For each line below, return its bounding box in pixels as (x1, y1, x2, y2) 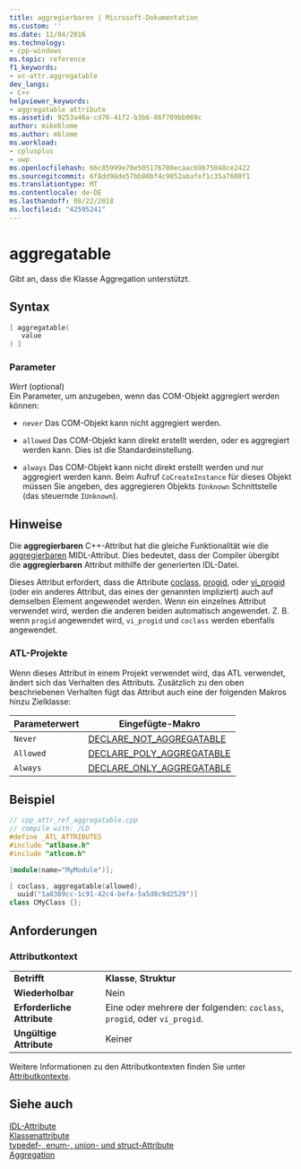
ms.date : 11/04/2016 (9, 30, 87, 39)
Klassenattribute (9, 1130, 70, 1140)
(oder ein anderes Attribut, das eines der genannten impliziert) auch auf (9, 587, 274, 598)
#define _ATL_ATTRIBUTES (9, 833, 102, 842)
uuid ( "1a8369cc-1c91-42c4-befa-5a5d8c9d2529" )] (17, 890, 199, 899)
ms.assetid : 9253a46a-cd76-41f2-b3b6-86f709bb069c (9, 113, 202, 122)
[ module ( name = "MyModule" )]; (9, 865, 115, 875)
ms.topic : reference (9, 55, 87, 64)
